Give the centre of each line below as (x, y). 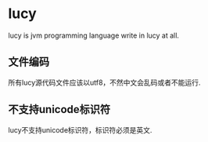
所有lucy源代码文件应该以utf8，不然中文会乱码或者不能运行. (104, 82)
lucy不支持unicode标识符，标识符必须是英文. (80, 129)
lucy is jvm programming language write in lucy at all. (94, 35)
